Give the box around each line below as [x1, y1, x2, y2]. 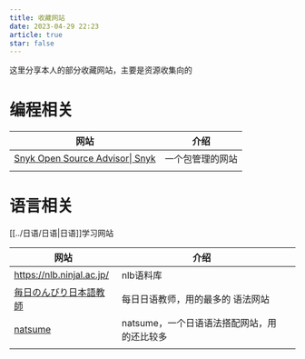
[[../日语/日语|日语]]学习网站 [9, 228, 114, 239]
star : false [9, 38, 54, 48]
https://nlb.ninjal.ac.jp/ [14, 269, 110, 282]
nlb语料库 [121, 269, 162, 282]
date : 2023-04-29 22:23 [9, 22, 100, 31]
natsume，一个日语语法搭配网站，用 [121, 317, 277, 330]
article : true [9, 30, 64, 39]
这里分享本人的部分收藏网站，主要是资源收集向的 [9, 65, 192, 75]
